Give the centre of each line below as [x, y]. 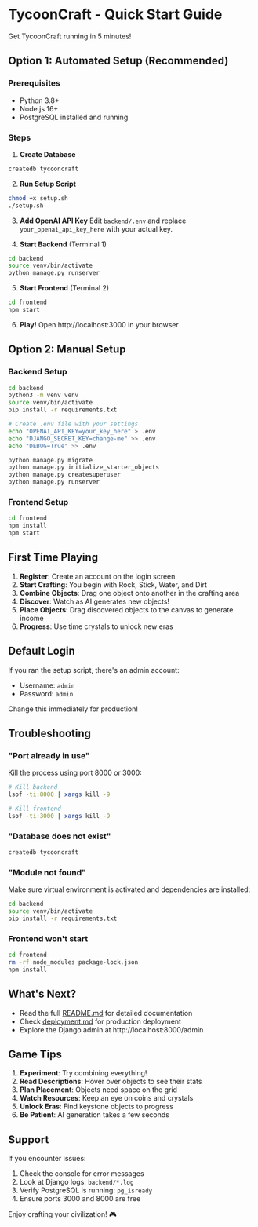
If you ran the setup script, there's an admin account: [94, 670]
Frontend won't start [48, 938]
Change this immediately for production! [73, 709]
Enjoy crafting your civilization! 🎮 [62, 1214]
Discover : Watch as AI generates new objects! [94, 601]
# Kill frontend [35, 809]
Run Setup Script [48, 184]
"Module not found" [47, 872]
